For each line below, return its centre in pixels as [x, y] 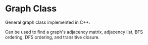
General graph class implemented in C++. [48, 22]
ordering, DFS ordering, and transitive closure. [52, 37]
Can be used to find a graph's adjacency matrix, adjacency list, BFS [74, 32]
